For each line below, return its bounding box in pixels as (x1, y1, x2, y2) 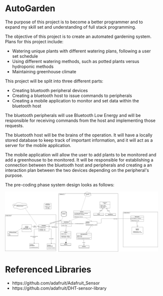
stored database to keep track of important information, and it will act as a (5, 137, 153, 143)
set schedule (12, 53, 38, 59)
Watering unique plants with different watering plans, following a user (12, 48, 151, 54)
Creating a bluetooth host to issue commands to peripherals (12, 93, 132, 99)
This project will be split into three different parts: (5, 78, 103, 84)
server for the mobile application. (5, 142, 71, 148)
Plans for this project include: (5, 38, 64, 44)
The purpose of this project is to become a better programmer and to (5, 19, 143, 25)
